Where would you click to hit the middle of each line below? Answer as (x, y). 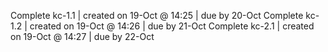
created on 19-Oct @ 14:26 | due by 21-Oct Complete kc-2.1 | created (172, 26)
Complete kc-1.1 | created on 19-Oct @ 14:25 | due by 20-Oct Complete (157, 15)
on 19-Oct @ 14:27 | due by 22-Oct (82, 36)
